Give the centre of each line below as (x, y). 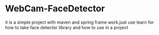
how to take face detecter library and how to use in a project (67, 27)
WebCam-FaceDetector (55, 9)
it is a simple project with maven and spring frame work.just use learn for (79, 22)
